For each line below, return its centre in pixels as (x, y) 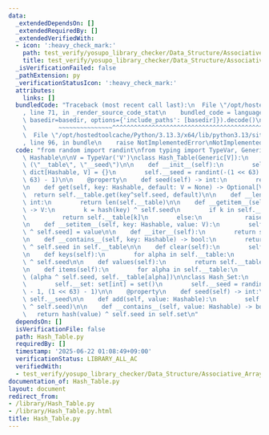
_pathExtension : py (48, 75)
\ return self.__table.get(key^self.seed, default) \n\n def (132, 195)
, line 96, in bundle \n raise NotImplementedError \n (118, 142)
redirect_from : (34, 396)
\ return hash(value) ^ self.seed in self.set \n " (110, 314)
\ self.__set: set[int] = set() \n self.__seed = (130, 285)
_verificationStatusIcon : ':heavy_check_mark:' (96, 83)
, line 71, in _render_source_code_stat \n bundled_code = (126, 113)
